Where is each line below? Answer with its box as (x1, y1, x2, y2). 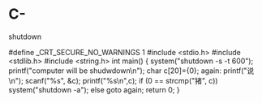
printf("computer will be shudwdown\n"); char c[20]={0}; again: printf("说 (8, 66, 255, 75)
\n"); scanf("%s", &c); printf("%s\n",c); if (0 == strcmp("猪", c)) (8, 75, 218, 85)
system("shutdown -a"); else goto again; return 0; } (8, 84, 180, 94)
